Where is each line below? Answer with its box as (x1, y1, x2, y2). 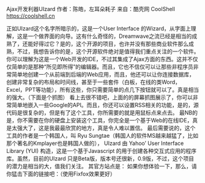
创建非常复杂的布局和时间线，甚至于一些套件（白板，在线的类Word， (6, 78, 181, 86)
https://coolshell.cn (6, 12, 55, 20)
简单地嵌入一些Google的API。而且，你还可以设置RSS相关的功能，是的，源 (11, 102, 199, 108)
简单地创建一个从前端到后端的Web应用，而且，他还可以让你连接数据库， (11, 71, 195, 78)
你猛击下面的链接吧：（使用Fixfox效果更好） (6, 170, 116, 177)
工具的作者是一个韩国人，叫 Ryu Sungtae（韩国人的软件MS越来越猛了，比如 (6, 132, 199, 139)
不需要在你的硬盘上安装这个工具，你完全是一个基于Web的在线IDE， (22, 117, 193, 124)
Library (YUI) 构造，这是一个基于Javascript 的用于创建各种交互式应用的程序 (6, 148, 197, 154)
